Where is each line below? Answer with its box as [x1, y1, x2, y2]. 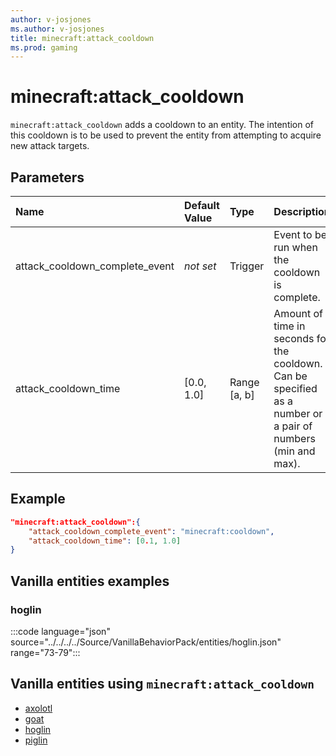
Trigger [229, 259, 265, 273]
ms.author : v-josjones [10, 24, 105, 34]
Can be [273, 369, 308, 383]
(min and [273, 444, 316, 458]
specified [273, 382, 318, 395]
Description [273, 205, 331, 218]
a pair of [273, 419, 313, 433]
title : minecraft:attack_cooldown [10, 33, 155, 43]
